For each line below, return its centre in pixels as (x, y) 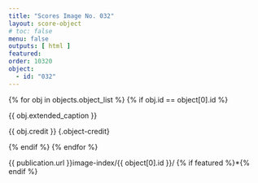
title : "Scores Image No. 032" (61, 16)
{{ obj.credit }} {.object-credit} (59, 131)
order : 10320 (31, 62)
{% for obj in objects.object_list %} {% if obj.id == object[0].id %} (118, 99)
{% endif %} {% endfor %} (53, 146)
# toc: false (31, 31)
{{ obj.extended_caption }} (53, 115)
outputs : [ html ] (39, 46)
